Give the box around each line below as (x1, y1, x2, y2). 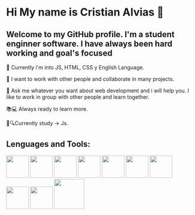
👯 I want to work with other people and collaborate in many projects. (6, 75, 175, 83)
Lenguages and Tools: (6, 139, 91, 149)
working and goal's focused (6, 48, 112, 58)
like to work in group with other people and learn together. (6, 93, 150, 101)
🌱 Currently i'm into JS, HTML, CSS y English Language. (6, 64, 145, 71)
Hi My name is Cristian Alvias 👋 (6, 5, 164, 19)
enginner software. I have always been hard (6, 38, 173, 49)
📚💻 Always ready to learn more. (6, 105, 88, 113)
